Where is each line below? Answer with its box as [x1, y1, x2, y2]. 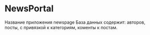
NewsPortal [4, 3, 54, 14]
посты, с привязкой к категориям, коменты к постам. [4, 24, 118, 30]
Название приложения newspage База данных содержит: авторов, [4, 19, 146, 25]
